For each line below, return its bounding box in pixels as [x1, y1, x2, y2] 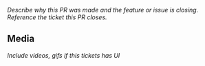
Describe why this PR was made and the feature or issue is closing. [7, 6, 199, 14]
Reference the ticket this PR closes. [7, 13, 108, 21]
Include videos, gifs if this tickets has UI [7, 51, 120, 59]
